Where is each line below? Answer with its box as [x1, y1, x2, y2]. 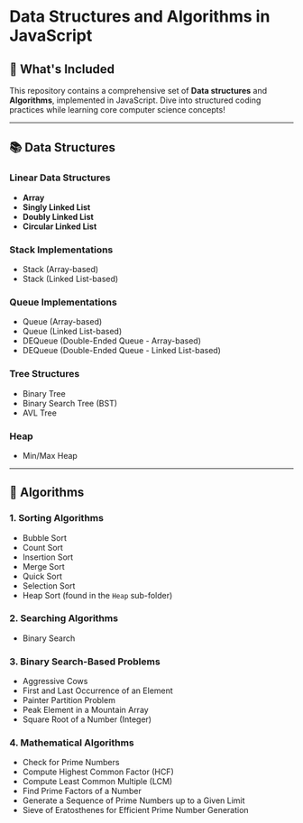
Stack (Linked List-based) [22, 273, 119, 284]
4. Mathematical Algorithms [9, 736, 134, 749]
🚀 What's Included [9, 61, 115, 77]
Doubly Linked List [22, 211, 95, 222]
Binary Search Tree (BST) [22, 398, 118, 408]
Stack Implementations [9, 243, 114, 256]
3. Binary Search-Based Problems [9, 655, 161, 668]
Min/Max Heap [22, 450, 78, 461]
